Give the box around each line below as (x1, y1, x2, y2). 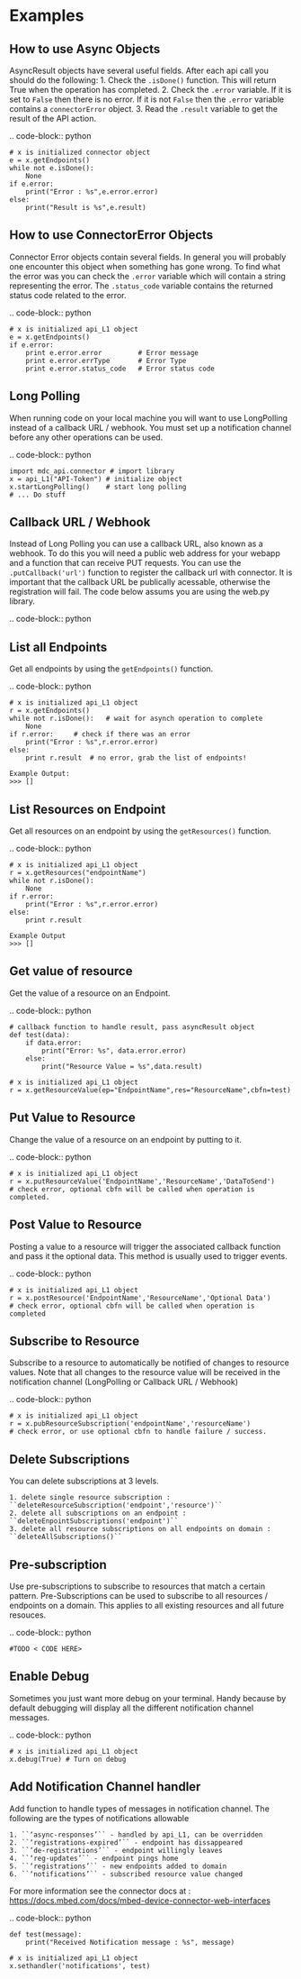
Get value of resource (9, 963, 133, 979)
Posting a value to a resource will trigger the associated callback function (9, 1241, 281, 1252)
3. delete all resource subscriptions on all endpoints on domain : (9, 1525, 271, 1534)
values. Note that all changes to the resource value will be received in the (9, 1367, 281, 1378)
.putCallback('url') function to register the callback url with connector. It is (9, 567, 293, 578)
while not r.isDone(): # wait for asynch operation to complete (9, 714, 263, 724)
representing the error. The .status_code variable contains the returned (9, 280, 274, 291)
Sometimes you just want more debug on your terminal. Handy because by (9, 1692, 287, 1703)
